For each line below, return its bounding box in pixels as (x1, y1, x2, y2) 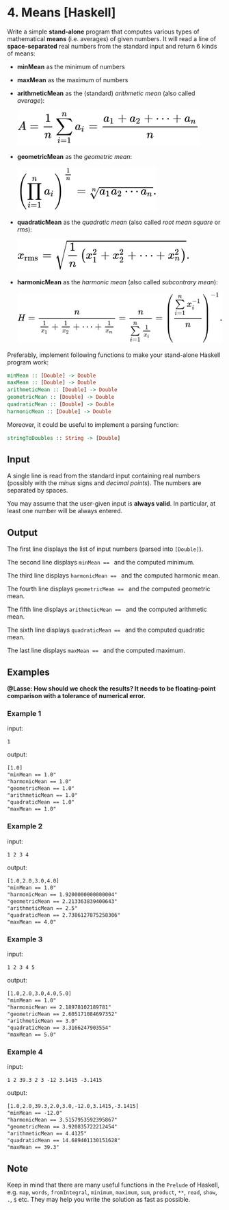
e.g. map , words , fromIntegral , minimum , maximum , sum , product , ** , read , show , (7, 1188, 217, 1196)
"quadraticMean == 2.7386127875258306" (7, 911, 121, 919)
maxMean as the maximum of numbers (16, 75, 129, 84)
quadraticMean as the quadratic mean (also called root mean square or (16, 218, 221, 226)
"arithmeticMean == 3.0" (7, 1017, 78, 1024)
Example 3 (7, 934, 43, 943)
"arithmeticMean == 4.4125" (7, 1131, 87, 1137)
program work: (7, 358, 49, 366)
